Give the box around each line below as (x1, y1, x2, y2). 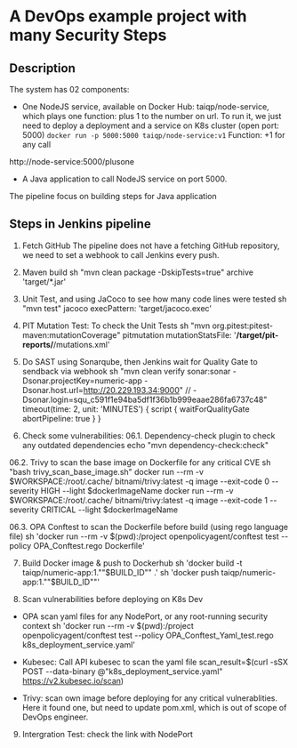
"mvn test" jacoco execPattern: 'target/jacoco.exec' (21, 302, 213, 313)
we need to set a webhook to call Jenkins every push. (21, 249, 220, 260)
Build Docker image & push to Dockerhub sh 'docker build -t (21, 558, 243, 568)
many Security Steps (9, 25, 167, 45)
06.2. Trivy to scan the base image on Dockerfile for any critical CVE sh (9, 456, 271, 468)
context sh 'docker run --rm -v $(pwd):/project (21, 620, 194, 631)
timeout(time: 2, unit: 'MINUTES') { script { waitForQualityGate (21, 403, 251, 414)
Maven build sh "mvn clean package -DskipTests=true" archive (21, 267, 253, 277)
